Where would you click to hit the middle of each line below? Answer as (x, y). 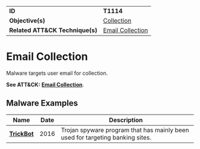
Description (126, 120)
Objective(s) (27, 20)
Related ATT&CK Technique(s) (53, 30)
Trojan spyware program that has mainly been (125, 130)
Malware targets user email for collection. (57, 73)
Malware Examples (42, 103)
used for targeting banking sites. (106, 137)
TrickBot (21, 134)
